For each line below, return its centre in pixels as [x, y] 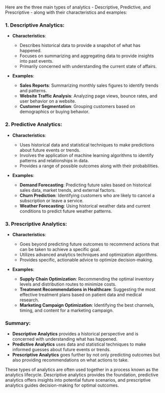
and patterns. [33, 91]
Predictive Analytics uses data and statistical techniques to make [79, 344]
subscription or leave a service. [51, 200]
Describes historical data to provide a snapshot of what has [80, 45]
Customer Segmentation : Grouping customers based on [77, 107]
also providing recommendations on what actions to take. [70, 360]
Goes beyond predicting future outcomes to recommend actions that [89, 244]
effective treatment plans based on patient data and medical [81, 294]
